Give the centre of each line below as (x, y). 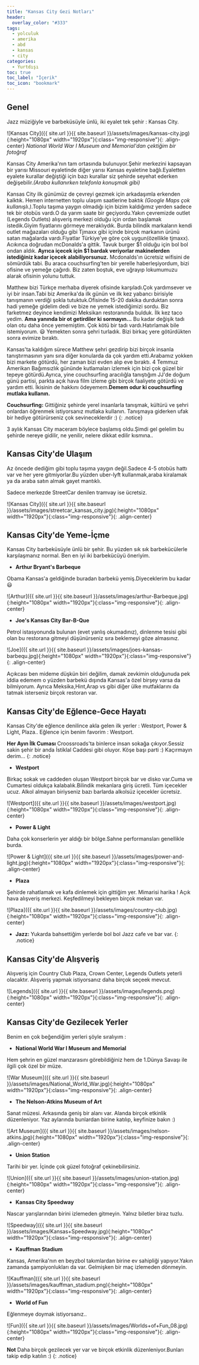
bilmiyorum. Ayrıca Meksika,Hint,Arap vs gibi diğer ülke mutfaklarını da (93, 686)
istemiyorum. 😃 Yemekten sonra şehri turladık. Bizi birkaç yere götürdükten (99, 331)
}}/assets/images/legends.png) (137, 991)
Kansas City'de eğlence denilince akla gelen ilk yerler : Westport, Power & (97, 726)
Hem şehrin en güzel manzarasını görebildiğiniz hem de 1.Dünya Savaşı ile (97, 1059)
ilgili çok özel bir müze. (35, 1066)
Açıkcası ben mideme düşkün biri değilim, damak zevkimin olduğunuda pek (98, 674)
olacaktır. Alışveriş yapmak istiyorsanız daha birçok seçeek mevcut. (89, 980)
